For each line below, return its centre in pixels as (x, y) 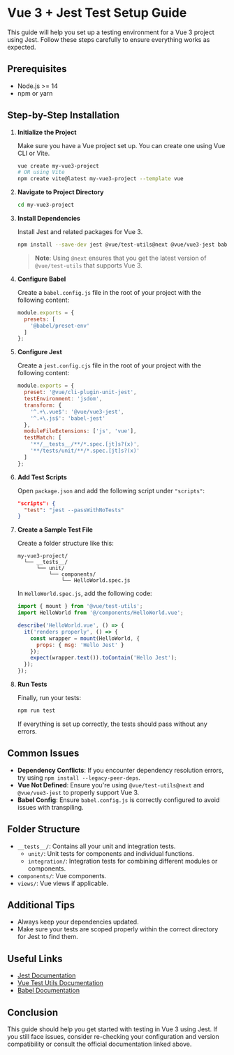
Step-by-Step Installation (64, 116)
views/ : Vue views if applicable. (63, 883)
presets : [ (40, 319)
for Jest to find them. (47, 937)
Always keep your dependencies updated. (78, 922)
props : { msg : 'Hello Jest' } (80, 645)
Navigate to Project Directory (60, 192)
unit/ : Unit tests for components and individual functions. (111, 853)
